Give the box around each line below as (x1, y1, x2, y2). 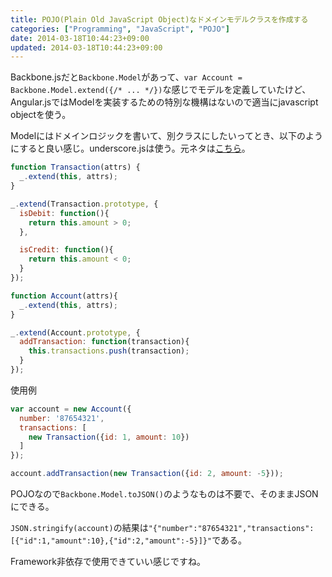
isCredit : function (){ (19, 245, 114, 255)
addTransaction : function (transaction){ (19, 337, 190, 347)
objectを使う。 (10, 109, 72, 121)
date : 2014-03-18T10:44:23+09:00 (10, 33, 150, 43)
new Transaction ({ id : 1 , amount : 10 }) (28, 432, 190, 442)
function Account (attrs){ (10, 291, 118, 301)
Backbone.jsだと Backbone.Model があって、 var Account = (10, 71, 243, 83)
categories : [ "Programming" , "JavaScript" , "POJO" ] (10, 24, 230, 34)
